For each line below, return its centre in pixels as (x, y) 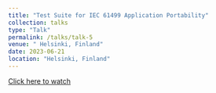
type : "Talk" (29, 30)
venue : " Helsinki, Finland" (56, 45)
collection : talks (38, 23)
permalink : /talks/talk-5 (50, 37)
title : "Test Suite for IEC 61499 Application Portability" (109, 15)
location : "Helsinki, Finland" (59, 59)
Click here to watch (40, 81)
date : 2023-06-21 (37, 52)
